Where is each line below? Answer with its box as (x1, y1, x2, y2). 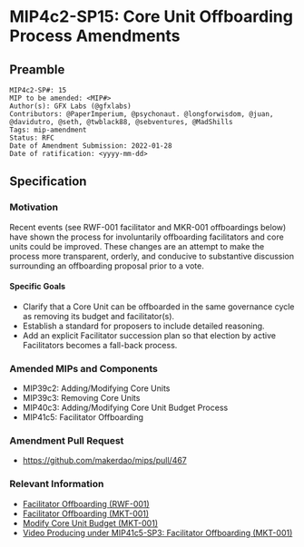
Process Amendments (9, 25, 181, 46)
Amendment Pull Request (9, 435, 124, 447)
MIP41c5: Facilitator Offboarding (22, 412, 143, 423)
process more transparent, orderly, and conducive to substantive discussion (9, 250, 295, 261)
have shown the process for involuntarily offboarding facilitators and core (9, 231, 284, 242)
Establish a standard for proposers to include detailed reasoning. (22, 320, 265, 331)
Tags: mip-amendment (9, 125, 88, 134)
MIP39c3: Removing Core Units (22, 393, 141, 404)
